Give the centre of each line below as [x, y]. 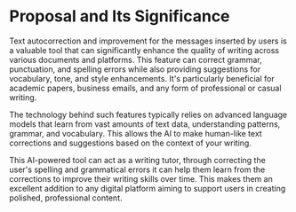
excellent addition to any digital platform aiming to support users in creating [148, 188]
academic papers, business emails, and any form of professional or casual [145, 88]
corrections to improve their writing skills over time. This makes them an [141, 178]
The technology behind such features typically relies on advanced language [148, 114]
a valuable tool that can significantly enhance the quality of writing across [144, 50]
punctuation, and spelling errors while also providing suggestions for [135, 69]
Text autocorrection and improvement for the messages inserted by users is [148, 41]
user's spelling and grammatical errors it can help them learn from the [137, 169]
